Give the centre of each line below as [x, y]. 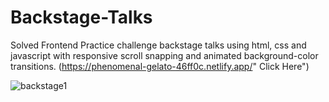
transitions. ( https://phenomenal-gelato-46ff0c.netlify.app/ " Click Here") [160, 66]
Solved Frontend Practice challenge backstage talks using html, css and [158, 45]
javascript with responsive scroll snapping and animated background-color [164, 55]
